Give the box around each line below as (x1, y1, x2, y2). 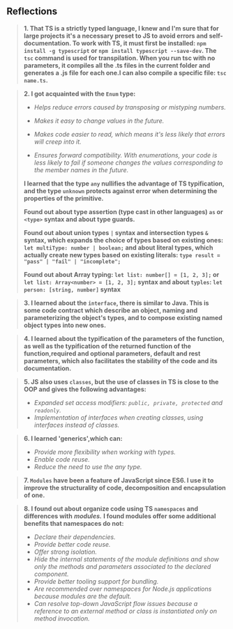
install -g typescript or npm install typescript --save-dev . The (23, 46, 217, 54)
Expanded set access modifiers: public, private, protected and (33, 398, 223, 407)
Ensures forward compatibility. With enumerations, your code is (33, 151, 218, 159)
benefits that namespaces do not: (23, 519, 124, 527)
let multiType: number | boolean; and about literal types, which (23, 243, 213, 252)
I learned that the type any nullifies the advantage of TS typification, (23, 179, 225, 188)
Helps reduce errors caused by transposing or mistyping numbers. (33, 103, 226, 111)
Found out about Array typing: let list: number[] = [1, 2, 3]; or (23, 270, 220, 278)
